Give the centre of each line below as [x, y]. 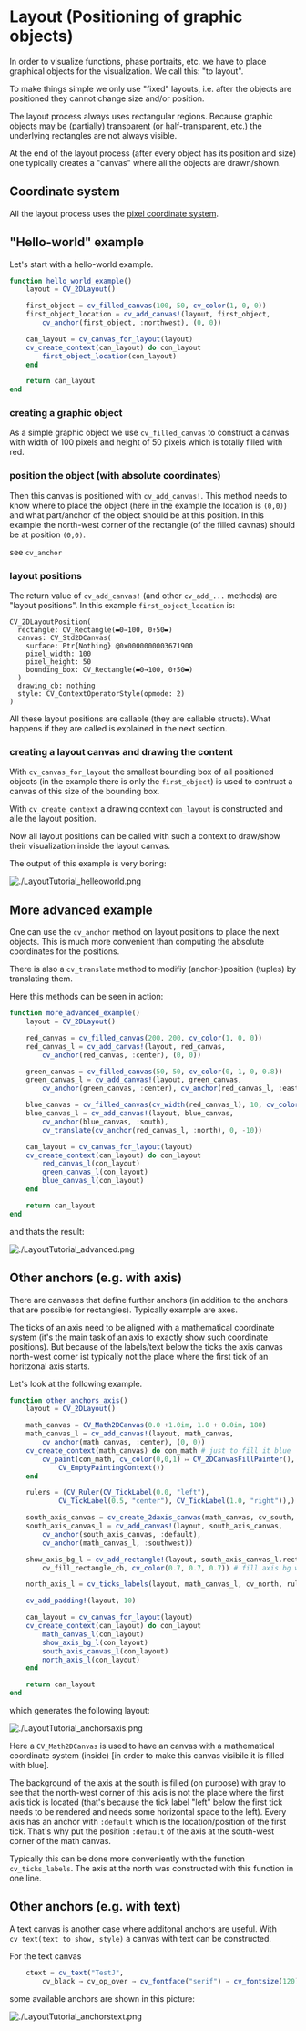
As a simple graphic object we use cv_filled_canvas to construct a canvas [149, 433]
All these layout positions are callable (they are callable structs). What [140, 719]
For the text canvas [46, 1956]
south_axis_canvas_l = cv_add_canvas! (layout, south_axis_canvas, [154, 1526]
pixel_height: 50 [59, 662]
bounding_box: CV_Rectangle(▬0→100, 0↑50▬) [110, 670]
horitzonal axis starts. [50, 1366]
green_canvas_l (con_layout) [95, 1172]
